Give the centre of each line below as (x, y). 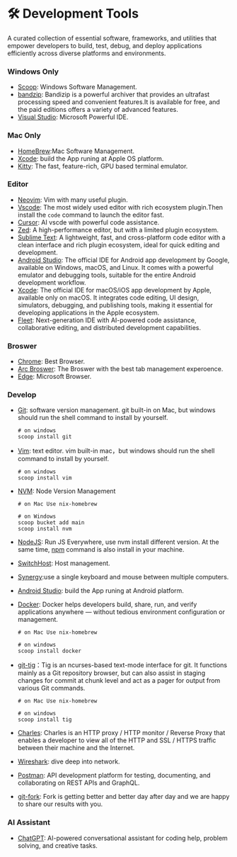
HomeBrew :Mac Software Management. (76, 151)
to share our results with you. (60, 804)
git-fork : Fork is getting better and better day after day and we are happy (123, 797)
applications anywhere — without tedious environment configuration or (121, 612)
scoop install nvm (45, 529)
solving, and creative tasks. (57, 845)
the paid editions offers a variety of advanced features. (98, 110)
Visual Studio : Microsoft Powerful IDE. (73, 117)
